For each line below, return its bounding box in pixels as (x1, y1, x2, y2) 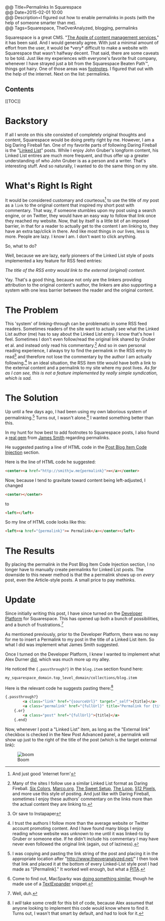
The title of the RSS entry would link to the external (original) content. (5, 267, 146, 273)
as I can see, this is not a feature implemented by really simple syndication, (5, 370, 158, 376)
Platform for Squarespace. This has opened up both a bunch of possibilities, (5, 616, 159, 622)
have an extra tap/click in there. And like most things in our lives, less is (5, 228, 150, 235)
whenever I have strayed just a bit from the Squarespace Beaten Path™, (5, 61, 149, 66)
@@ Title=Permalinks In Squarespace (5, 4, 82, 10)
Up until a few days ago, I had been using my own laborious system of (5, 409, 147, 415)
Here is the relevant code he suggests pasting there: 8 (5, 684, 114, 691)
